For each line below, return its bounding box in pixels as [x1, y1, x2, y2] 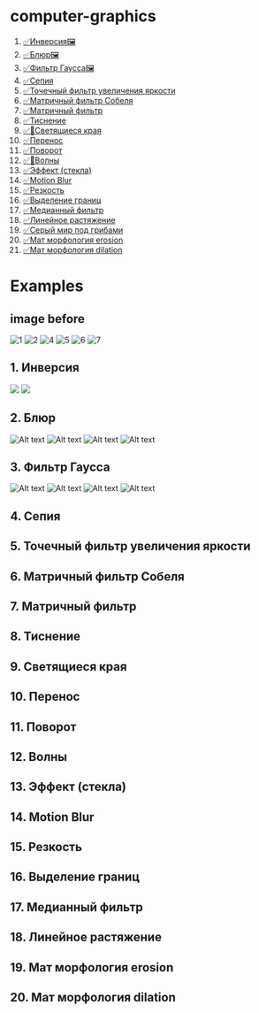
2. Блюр [10, 411, 57, 426]
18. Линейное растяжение [10, 930, 163, 945]
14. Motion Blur [10, 810, 95, 825]
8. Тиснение [10, 629, 81, 644]
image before [10, 311, 85, 326]
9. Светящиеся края [10, 659, 127, 674]
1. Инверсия [10, 360, 80, 375]
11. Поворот [10, 719, 77, 734]
